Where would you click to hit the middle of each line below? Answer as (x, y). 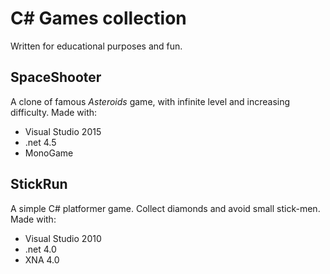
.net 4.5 (40, 142)
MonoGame (49, 153)
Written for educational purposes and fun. (96, 46)
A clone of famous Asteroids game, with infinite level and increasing (150, 101)
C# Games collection (98, 18)
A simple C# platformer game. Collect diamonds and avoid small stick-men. (165, 208)
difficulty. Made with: (54, 112)
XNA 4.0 (42, 259)
